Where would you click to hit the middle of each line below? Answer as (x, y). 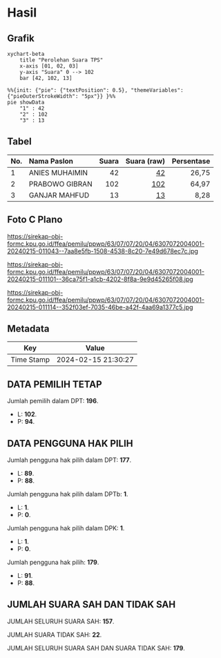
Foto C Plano (35, 220)
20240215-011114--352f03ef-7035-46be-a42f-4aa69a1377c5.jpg (100, 307)
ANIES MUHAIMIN (58, 173)
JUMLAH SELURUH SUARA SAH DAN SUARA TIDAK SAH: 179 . (96, 648)
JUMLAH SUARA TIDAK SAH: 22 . (55, 635)
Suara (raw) (145, 161)
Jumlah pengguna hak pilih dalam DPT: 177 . (69, 460)
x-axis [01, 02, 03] (49, 66)
